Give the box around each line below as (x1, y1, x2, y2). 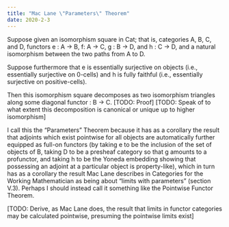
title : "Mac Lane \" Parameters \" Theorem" (7, 10, 130, 17)
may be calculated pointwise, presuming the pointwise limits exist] (7, 211, 194, 219)
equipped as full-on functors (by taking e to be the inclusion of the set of (7, 140, 212, 148)
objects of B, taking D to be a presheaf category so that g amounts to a (7, 148, 207, 156)
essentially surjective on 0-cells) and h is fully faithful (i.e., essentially (7, 70, 203, 79)
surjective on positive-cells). (7, 77, 87, 85)
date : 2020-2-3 (7, 16, 51, 23)
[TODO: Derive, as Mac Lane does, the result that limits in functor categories (7, 204, 222, 213)
